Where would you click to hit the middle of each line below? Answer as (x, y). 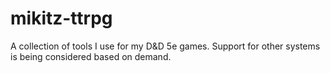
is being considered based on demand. (91, 56)
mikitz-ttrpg (61, 18)
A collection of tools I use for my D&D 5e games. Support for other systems (165, 46)
